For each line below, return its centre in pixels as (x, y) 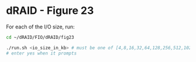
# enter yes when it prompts (41, 53)
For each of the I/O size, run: (40, 27)
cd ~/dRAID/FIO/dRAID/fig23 (40, 37)
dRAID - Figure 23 (50, 11)
